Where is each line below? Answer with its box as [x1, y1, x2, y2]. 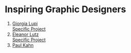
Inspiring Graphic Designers [5, 4, 126, 15]
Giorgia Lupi [12, 20, 38, 26]
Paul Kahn [12, 42, 34, 48]
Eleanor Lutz [12, 31, 39, 37]
